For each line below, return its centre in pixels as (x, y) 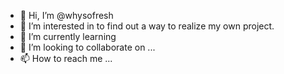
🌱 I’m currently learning (68, 36)
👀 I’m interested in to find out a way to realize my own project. (147, 26)
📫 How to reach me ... (66, 58)
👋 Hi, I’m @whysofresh (66, 15)
